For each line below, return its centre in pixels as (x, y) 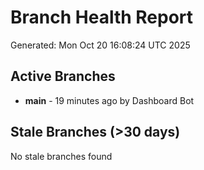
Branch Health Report (102, 17)
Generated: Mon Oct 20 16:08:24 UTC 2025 (100, 45)
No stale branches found (61, 156)
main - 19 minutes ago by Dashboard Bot (109, 100)
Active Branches (63, 76)
